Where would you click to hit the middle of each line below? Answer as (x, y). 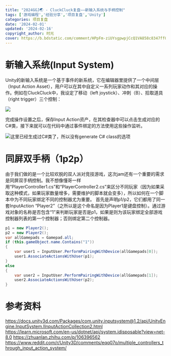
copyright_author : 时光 (30, 34)
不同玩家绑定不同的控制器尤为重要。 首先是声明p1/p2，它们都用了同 (90, 199)
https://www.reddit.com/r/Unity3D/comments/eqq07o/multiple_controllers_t (84, 343)
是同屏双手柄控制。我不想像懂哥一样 (43, 180)
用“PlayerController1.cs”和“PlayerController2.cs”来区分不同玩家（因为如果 (83, 186)
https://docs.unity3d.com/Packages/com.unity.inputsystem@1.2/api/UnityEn (85, 321)
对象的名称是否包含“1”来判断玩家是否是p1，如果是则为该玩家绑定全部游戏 (86, 212)
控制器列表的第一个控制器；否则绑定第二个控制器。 (59, 218)
